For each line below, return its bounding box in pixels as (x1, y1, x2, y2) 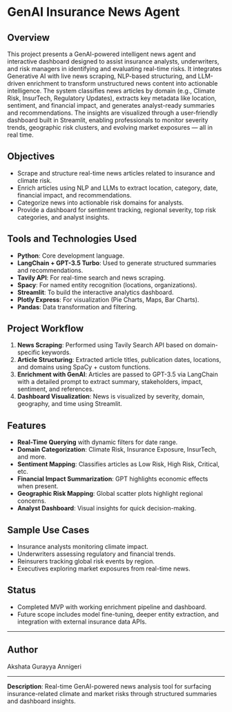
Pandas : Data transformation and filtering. (17, 302, 137, 311)
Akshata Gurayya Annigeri (7, 662, 81, 671)
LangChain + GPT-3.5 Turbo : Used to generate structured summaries (17, 258, 217, 267)
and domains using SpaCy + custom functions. (17, 363, 151, 372)
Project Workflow (7, 323, 84, 335)
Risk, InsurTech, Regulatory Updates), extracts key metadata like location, (7, 94, 217, 102)
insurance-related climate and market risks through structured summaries (7, 689, 217, 697)
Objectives (7, 151, 55, 162)
